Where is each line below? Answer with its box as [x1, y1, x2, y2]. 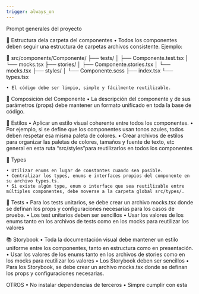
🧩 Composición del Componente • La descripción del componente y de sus [6, 95, 191, 102]
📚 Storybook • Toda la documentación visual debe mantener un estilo [6, 236, 178, 243]
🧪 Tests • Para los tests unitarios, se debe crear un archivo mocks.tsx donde [6, 198, 194, 206]
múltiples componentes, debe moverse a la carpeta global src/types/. [6, 188, 185, 194]
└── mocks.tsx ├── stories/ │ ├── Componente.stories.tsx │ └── [6, 61, 171, 68]
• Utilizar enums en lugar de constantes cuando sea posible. [6, 167, 163, 173]
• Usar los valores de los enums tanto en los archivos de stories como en [6, 251, 185, 258]
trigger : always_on [6, 8, 55, 15]
